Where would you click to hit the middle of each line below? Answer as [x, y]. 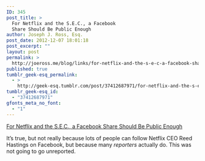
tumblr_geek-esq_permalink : [42, 75]
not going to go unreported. [41, 151]
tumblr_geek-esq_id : [33, 92]
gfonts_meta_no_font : [34, 103]
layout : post [23, 52]
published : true [27, 69]
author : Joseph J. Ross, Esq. [45, 35]
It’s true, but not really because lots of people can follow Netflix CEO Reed [99, 138]
